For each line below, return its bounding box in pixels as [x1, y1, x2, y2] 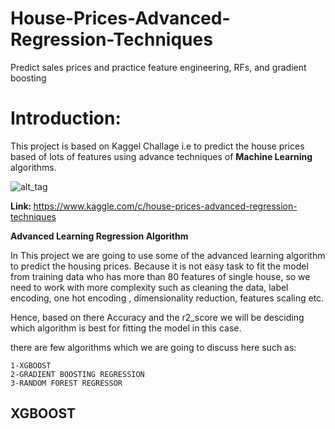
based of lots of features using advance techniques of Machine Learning [10, 150, 313, 162]
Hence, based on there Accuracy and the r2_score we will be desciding [10, 311, 305, 323]
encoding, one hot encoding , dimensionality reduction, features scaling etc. [10, 292, 325, 304]
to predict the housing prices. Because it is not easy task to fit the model [10, 260, 309, 272]
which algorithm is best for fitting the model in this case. [10, 322, 242, 334]
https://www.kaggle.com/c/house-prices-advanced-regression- [33, 200, 298, 212]
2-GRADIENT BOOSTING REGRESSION [10, 369, 145, 379]
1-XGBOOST [10, 360, 52, 371]
